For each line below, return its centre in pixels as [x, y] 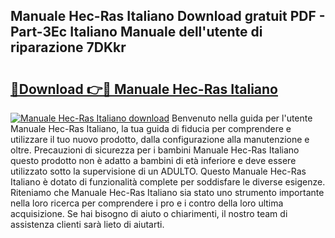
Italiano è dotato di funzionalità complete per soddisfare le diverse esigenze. [168, 182]
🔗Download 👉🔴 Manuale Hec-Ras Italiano [144, 89]
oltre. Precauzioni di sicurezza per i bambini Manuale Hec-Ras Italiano [155, 150]
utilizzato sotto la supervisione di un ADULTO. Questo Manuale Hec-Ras [158, 171]
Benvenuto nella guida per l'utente [242, 118]
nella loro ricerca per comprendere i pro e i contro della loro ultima [147, 203]
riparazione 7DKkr [68, 47]
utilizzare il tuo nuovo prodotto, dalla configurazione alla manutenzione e [160, 139]
